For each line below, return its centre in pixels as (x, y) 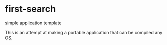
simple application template (33, 23)
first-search (31, 9)
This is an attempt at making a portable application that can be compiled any (84, 32)
